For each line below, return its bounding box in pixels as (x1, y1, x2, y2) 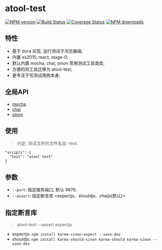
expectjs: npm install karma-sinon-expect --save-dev (12, 231, 121, 237)
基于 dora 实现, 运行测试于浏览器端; (12, 48, 83, 54)
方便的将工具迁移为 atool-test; (12, 66, 73, 72)
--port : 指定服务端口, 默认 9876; (12, 187, 77, 193)
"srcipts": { (5, 150, 32, 155)
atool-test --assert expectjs (16, 222, 72, 227)
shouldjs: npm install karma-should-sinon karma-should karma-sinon (12, 236, 151, 242)
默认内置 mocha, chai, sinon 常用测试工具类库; (12, 60, 105, 66)
